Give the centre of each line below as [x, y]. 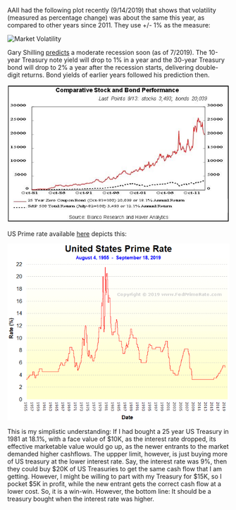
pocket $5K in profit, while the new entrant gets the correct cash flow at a [114, 484]
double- [207, 67]
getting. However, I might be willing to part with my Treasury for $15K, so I [114, 476]
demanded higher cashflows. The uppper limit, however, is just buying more [117, 454]
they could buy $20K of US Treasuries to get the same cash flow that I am [115, 468]
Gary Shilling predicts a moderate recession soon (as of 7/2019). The [107, 52]
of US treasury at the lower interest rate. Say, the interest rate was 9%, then [117, 461]
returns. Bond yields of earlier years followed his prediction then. [116, 75]
